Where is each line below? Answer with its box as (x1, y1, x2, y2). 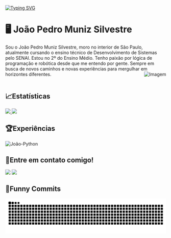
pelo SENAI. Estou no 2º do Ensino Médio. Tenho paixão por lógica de (5, 55, 152, 61)
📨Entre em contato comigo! (5, 156, 94, 164)
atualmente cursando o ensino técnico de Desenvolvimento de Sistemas (5, 49, 157, 56)
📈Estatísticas (5, 92, 51, 101)
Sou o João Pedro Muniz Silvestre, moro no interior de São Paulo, (5, 44, 143, 50)
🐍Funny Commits (5, 184, 61, 194)
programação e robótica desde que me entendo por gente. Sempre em (5, 60, 155, 66)
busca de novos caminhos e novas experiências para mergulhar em (5, 65, 148, 72)
